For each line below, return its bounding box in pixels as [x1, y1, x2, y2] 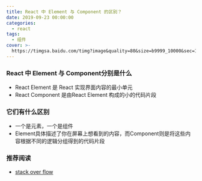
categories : [6, 20, 36, 26]
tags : [6, 31, 20, 37]
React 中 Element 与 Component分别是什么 [6, 69, 132, 77]
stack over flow [14, 168, 54, 175]
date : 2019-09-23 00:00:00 [6, 14, 74, 20]
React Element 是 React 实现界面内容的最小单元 [14, 84, 133, 91]
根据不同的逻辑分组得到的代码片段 [20, 138, 105, 145]
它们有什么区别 [6, 108, 50, 116]
